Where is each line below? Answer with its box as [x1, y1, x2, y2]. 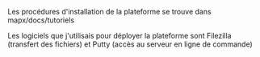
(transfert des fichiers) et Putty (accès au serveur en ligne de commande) [7, 39, 254, 49]
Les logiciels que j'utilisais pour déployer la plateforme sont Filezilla [7, 31, 232, 40]
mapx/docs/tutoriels [7, 15, 74, 25]
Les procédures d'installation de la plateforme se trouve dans [7, 7, 212, 16]
